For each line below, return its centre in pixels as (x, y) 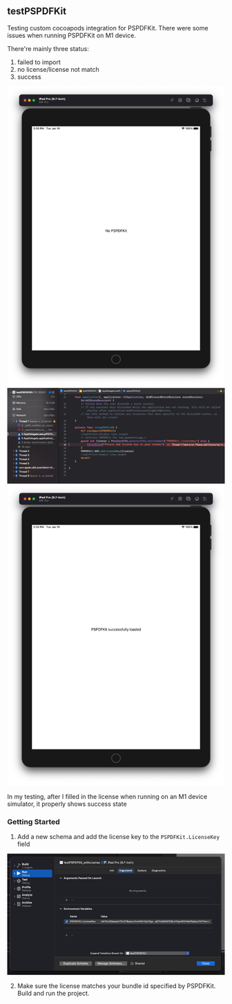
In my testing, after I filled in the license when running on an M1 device (107, 796)
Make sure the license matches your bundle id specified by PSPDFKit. (116, 986)
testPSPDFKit (37, 11)
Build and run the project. (53, 994)
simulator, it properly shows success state (67, 804)
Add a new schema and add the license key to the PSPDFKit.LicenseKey (118, 837)
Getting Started (33, 822)
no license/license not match (58, 69)
